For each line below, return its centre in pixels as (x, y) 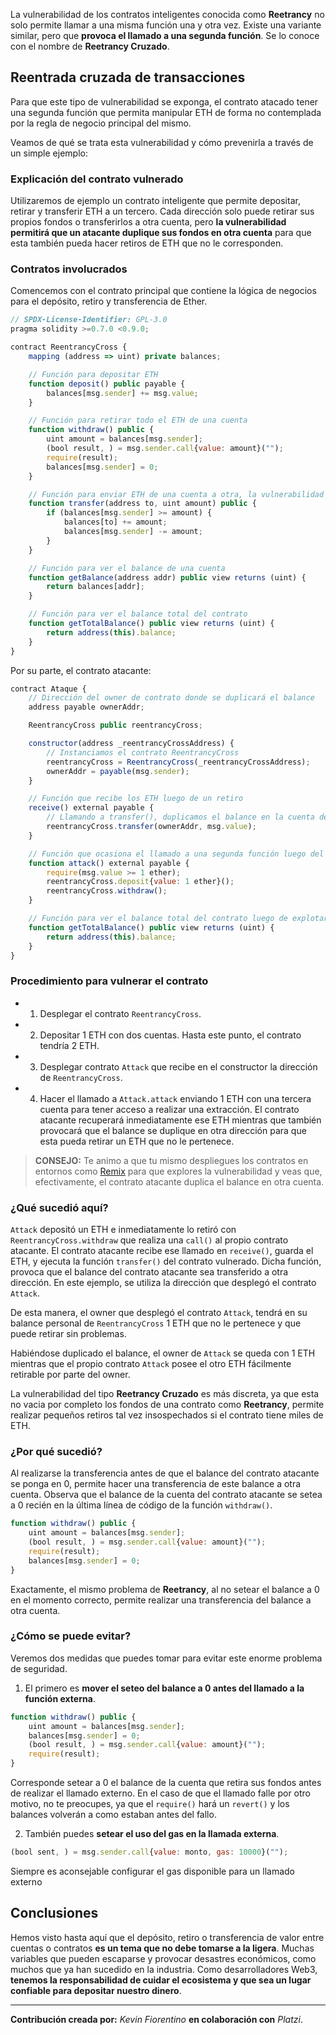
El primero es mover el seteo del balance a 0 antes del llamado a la (164, 1688)
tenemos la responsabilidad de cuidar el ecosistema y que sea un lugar (161, 1980)
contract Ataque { (48, 689)
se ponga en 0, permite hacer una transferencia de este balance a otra (156, 1484)
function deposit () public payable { (107, 384)
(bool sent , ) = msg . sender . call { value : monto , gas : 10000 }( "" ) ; (149, 1852)
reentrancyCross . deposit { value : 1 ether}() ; (140, 882)
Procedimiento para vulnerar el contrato (109, 981)
